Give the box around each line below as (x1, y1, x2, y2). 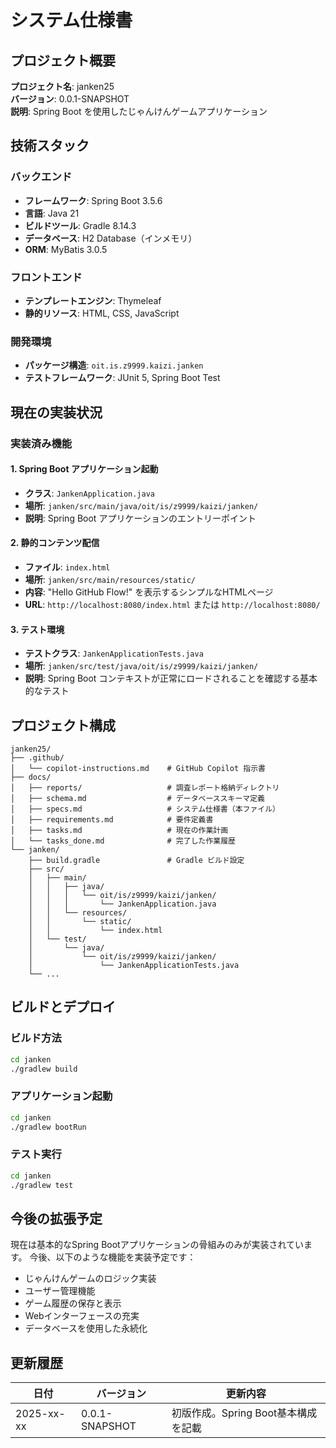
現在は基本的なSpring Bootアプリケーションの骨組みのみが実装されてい (10, 1239, 304, 1251)
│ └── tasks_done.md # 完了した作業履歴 (10, 836, 236, 846)
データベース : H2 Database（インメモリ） (24, 232, 198, 244)
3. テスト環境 (10, 623, 65, 635)
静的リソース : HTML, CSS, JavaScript (24, 307, 180, 319)
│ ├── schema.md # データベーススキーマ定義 (10, 794, 265, 804)
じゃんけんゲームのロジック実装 (24, 1272, 157, 1285)
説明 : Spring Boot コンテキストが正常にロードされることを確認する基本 (24, 672, 318, 685)
